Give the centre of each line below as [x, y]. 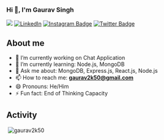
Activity [22, 115]
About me [25, 43]
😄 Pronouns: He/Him [42, 87]
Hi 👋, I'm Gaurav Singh [40, 10]
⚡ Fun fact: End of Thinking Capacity [61, 94]
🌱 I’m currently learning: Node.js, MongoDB [70, 64]
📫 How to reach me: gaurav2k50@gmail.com [74, 78]
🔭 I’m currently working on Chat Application [70, 58]
